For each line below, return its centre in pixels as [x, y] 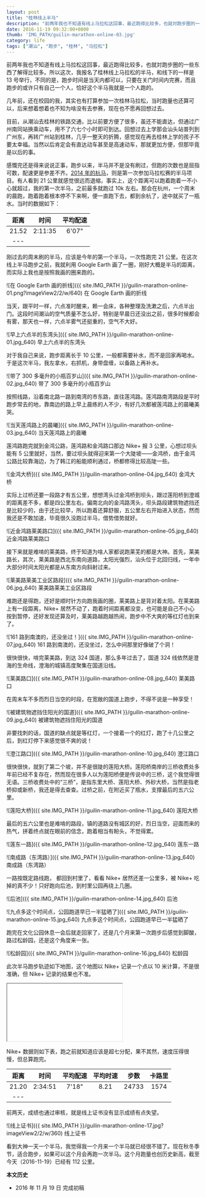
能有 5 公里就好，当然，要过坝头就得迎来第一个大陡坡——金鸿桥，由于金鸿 [101, 453]
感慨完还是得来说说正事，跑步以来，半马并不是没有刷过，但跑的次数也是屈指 [103, 165]
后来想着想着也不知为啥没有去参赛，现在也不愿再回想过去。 [92, 108]
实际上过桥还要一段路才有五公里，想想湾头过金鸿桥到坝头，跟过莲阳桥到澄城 [103, 494]
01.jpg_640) [21, 342]
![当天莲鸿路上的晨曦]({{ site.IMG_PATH [56, 425]
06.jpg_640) [22, 588]
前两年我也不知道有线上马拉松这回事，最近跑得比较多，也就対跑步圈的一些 [100, 64]
